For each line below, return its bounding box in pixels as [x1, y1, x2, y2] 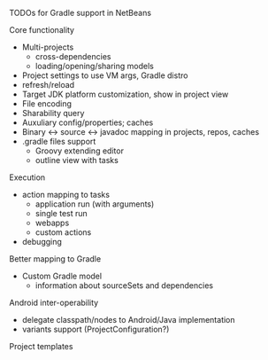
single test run [34, 208, 88, 218]
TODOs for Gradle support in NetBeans [9, 8, 152, 18]
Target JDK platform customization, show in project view [21, 89, 229, 99]
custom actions [34, 227, 92, 238]
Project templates [9, 341, 73, 351]
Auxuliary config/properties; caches [21, 117, 154, 128]
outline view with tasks [34, 155, 119, 165]
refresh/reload [21, 80, 75, 90]
